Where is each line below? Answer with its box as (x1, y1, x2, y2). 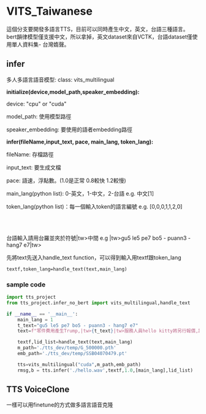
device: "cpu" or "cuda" (6, 100, 67, 107)
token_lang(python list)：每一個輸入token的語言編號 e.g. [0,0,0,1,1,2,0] (6, 202, 183, 210)
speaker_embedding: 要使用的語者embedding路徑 (6, 126, 133, 133)
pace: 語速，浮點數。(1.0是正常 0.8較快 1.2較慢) (6, 177, 127, 184)
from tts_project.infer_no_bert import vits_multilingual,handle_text (6, 299, 191, 306)
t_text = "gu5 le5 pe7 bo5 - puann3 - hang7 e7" (17, 322, 139, 329)
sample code (6, 280, 46, 289)
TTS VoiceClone (6, 385, 70, 395)
